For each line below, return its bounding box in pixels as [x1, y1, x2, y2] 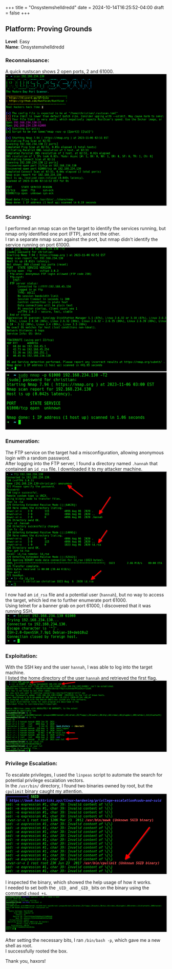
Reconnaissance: [5, 57, 50, 64]
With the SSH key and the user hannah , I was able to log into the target [5, 664, 153, 671]
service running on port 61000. [5, 241, 71, 248]
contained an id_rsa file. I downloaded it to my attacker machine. [5, 466, 143, 472]
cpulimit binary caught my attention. [5, 788, 83, 794]
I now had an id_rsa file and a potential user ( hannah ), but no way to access [5, 592, 164, 598]
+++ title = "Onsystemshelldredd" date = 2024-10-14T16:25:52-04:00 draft [5, 5, 164, 10]
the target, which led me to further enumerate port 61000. [5, 597, 127, 604]
